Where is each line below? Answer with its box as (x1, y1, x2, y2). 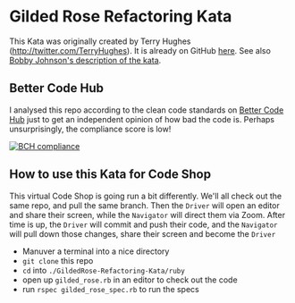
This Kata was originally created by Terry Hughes (9, 36, 191, 46)
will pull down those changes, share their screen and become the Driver (9, 228, 276, 239)
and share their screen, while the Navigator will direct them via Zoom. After (9, 209, 286, 220)
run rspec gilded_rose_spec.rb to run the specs (21, 283, 199, 294)
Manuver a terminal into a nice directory (21, 246, 170, 257)
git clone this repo (21, 255, 94, 265)
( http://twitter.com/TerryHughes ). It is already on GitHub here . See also (9, 45, 271, 55)
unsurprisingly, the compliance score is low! (9, 123, 172, 134)
